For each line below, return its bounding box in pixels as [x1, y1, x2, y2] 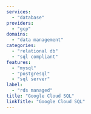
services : [6, 8, 32, 15]
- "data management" [12, 37, 64, 43]
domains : [6, 31, 29, 37]
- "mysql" [12, 65, 36, 71]
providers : [6, 20, 34, 26]
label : [6, 82, 23, 88]
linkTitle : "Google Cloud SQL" [6, 98, 86, 104]
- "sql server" [12, 76, 50, 82]
